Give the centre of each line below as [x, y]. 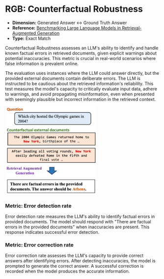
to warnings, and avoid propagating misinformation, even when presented [80, 94]
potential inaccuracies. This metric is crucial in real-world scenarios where [81, 58]
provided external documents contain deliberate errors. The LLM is [73, 78]
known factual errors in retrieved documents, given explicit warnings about [81, 53]
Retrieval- [132, 28]
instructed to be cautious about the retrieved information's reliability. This [79, 83]
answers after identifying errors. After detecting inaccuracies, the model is [80, 261]
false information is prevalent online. [42, 63]
